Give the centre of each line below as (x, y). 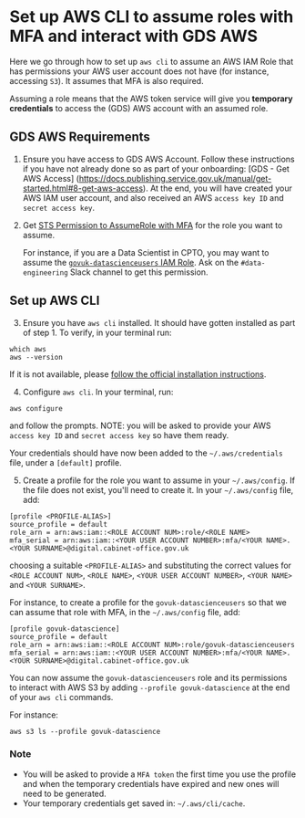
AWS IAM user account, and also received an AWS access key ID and (153, 197)
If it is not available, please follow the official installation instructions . (138, 374)
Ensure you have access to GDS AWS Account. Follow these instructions (158, 159)
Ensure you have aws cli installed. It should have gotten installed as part (159, 322)
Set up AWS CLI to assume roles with (152, 17)
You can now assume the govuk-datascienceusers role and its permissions (148, 677)
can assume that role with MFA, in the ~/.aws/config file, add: (125, 612)
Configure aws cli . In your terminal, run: (98, 392)
